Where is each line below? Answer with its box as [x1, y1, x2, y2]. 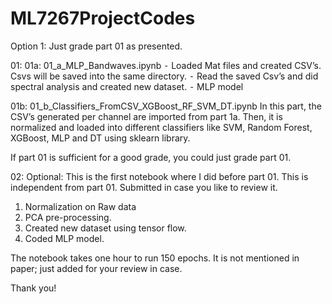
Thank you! [10, 282, 57, 294]
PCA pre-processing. [24, 211, 112, 223]
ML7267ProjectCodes [10, 7, 196, 30]
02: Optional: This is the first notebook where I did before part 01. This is [10, 170, 309, 182]
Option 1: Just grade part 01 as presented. [10, 40, 183, 52]
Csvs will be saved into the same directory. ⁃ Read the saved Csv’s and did [10, 70, 319, 82]
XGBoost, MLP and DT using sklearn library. [10, 132, 191, 144]
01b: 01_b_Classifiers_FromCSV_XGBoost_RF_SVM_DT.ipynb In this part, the [10, 100, 322, 112]
